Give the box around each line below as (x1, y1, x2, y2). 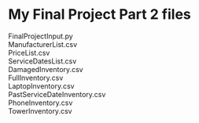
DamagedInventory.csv (8, 64, 84, 74)
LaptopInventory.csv (8, 81, 75, 91)
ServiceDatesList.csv (8, 56, 77, 66)
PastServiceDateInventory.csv (8, 89, 106, 99)
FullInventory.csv (8, 73, 64, 82)
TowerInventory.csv (8, 106, 72, 115)
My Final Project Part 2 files (8, 5, 191, 24)
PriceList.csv (8, 48, 50, 57)
